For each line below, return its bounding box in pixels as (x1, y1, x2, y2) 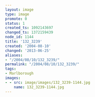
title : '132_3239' (5, 39, 42, 44)
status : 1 (5, 21, 25, 26)
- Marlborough (5, 71, 34, 76)
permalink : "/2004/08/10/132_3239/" (5, 62, 79, 67)
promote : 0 (5, 16, 27, 21)
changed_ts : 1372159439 (5, 30, 54, 35)
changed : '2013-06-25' (5, 48, 51, 53)
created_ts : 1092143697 (5, 25, 54, 30)
